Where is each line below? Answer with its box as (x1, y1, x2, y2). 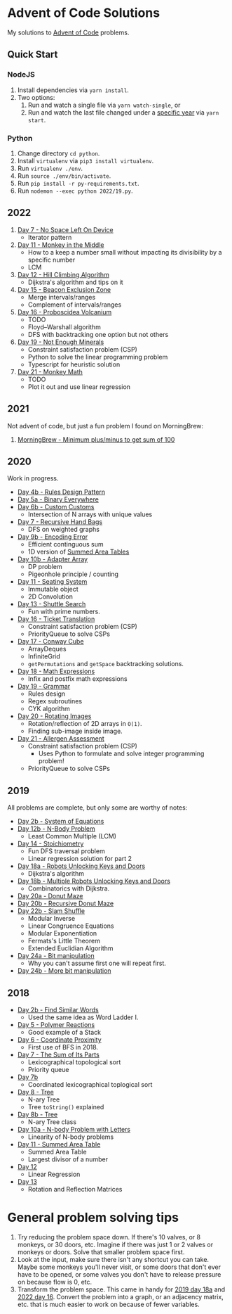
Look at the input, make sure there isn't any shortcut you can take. (17, 1255, 209, 1263)
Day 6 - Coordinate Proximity (17, 1035, 102, 1044)
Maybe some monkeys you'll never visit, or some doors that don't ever (17, 1263, 221, 1271)
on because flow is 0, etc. (17, 1277, 93, 1286)
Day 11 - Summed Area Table (17, 1140, 101, 1148)
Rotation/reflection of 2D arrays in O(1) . (27, 720, 142, 728)
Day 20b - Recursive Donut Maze (17, 899, 114, 908)
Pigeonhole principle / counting (27, 570, 119, 578)
